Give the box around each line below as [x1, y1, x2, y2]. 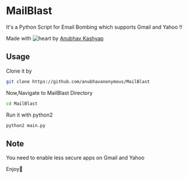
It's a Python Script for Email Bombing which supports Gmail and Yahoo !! [6, 23, 183, 30]
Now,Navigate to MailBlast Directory [6, 89, 93, 96]
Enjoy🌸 [6, 166, 23, 173]
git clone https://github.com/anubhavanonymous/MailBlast [6, 78, 150, 84]
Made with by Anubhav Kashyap [6, 35, 104, 42]
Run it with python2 [6, 111, 53, 118]
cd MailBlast [6, 101, 38, 107]
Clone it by [6, 67, 32, 74]
